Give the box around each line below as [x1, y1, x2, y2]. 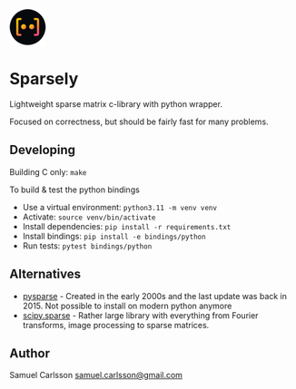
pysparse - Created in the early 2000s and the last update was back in [22, 290, 288, 301]
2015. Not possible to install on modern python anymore [22, 300, 232, 311]
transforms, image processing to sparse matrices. [22, 319, 210, 330]
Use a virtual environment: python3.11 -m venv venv [22, 201, 218, 212]
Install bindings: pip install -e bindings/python [22, 230, 206, 241]
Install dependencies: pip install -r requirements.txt [22, 220, 232, 231]
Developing [9, 142, 75, 158]
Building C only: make [9, 166, 87, 177]
